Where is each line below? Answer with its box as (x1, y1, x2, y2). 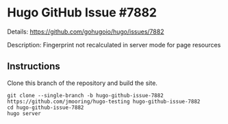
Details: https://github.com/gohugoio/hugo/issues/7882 (7, 27, 164, 36)
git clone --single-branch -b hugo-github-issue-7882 (7, 92, 164, 99)
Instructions (7, 60, 60, 73)
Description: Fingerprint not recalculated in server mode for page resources (7, 40, 221, 49)
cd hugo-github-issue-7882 (7, 104, 84, 111)
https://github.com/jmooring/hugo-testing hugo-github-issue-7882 (7, 98, 201, 105)
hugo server (7, 110, 41, 117)
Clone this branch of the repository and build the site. (7, 79, 157, 87)
